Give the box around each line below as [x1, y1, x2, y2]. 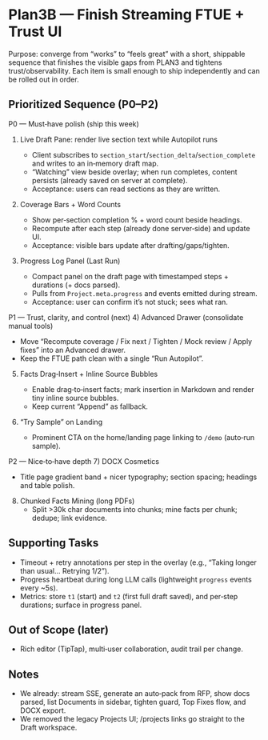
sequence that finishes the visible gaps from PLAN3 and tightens [8, 58, 222, 67]
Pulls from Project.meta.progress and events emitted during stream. [31, 288, 258, 298]
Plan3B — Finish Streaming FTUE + [8, 6, 245, 24]
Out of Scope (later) [8, 622, 110, 637]
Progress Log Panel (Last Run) [19, 256, 121, 266]
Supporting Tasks [8, 536, 99, 550]
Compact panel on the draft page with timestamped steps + [31, 271, 230, 281]
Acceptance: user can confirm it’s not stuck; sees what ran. [31, 297, 228, 306]
